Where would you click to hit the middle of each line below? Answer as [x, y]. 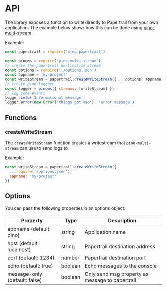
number [70, 258]
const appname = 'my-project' [37, 75]
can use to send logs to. [44, 148]
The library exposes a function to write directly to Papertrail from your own [82, 22]
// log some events [25, 93]
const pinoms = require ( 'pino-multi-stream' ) [53, 61]
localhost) [19, 249]
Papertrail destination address [120, 246]
